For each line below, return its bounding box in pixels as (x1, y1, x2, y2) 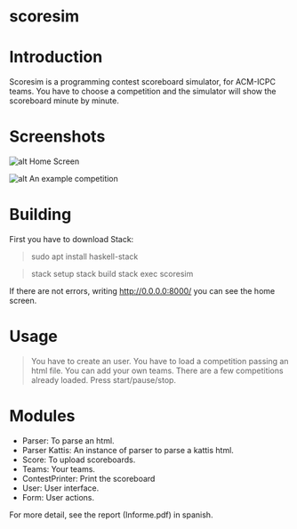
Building (9, 205, 72, 224)
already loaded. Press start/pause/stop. (30, 374, 176, 385)
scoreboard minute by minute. (9, 95, 120, 106)
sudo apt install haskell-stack (30, 251, 139, 262)
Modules (9, 406, 76, 427)
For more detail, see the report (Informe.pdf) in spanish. (9, 509, 213, 520)
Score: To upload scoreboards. (21, 454, 136, 465)
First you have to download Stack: (9, 234, 134, 244)
